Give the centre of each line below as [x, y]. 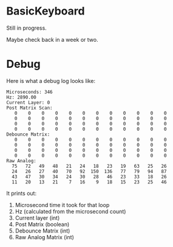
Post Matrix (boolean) [42, 224]
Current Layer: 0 [28, 102]
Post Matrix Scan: [29, 108]
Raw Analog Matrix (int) [45, 237]
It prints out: [22, 193]
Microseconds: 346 [29, 92]
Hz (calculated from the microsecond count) [70, 211]
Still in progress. [26, 28]
